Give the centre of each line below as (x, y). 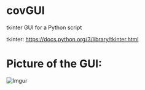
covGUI (25, 11)
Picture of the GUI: (54, 64)
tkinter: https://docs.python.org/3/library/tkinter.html (72, 39)
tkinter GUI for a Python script (44, 27)
